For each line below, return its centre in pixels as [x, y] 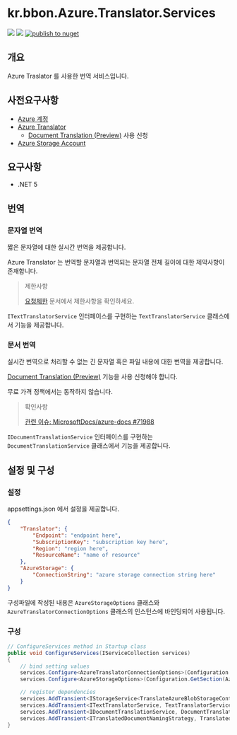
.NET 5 [28, 185]
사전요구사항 [33, 100]
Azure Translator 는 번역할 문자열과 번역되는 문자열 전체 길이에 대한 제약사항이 [116, 262]
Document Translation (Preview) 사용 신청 [88, 135]
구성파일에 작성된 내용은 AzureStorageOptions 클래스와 [84, 602]
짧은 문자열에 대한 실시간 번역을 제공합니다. [67, 247]
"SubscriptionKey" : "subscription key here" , [101, 542]
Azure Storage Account [51, 143]
